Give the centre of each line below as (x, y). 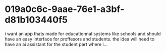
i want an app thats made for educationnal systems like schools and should (83, 33)
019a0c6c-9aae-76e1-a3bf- (65, 9)
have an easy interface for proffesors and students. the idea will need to (80, 39)
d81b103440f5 (36, 20)
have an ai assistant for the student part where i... (56, 44)
